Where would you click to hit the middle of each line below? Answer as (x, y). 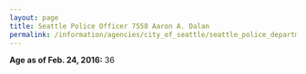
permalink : (30, 34)
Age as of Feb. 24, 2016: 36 (62, 60)
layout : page (34, 18)
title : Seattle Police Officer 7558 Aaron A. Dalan (109, 26)
